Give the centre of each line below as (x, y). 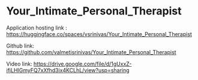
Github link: (20, 46)
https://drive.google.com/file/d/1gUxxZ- (82, 64)
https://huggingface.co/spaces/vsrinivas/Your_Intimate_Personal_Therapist (99, 34)
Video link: (19, 64)
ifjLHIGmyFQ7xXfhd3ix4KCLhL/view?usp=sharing (68, 70)
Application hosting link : (37, 28)
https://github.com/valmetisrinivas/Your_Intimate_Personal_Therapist (91, 52)
